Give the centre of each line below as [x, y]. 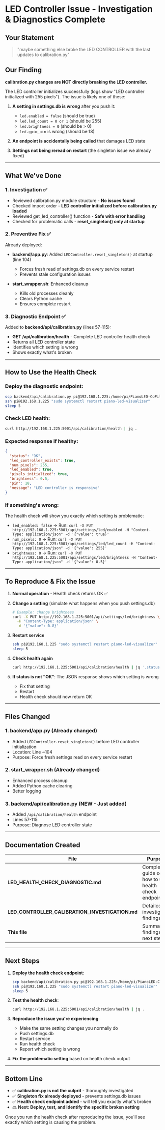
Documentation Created [43, 845]
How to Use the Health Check [51, 372]
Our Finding [24, 70]
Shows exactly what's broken [42, 352]
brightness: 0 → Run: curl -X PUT [47, 553]
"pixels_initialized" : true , [39, 474]
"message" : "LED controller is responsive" [55, 488]
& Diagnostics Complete [55, 19]
